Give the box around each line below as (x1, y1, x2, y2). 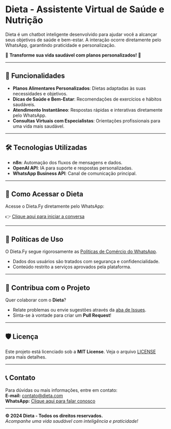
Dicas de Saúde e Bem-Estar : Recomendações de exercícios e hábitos (12, 96, 162, 102)
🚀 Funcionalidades (5, 71, 65, 80)
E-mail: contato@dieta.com (5, 392, 64, 398)
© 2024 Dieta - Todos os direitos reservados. (5, 412, 103, 419)
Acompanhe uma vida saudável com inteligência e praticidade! (5, 418, 138, 424)
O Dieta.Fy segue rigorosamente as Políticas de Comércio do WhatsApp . (5, 248, 158, 255)
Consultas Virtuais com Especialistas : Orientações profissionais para (12, 117, 160, 123)
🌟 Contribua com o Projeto (5, 283, 91, 292)
